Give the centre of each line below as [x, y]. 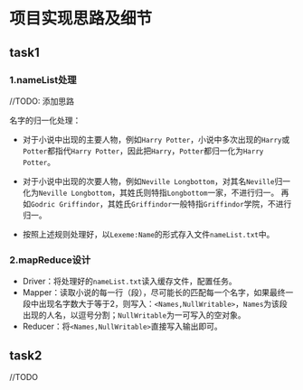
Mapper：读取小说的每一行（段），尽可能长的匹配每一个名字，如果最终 [154, 292]
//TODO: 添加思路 [42, 101]
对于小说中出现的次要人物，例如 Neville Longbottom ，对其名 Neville [148, 181]
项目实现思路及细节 [81, 19]
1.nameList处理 [43, 79]
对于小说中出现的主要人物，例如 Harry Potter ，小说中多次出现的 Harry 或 [156, 139]
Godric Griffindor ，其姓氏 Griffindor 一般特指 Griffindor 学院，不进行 [161, 203]
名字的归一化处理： [45, 120]
